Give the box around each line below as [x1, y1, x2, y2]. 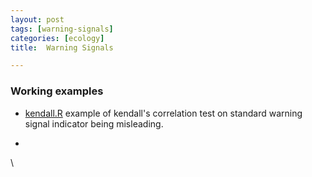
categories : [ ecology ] [10, 33, 105, 43]
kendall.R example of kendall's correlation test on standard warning [24, 107, 303, 119]
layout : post [10, 14, 65, 25]
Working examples [10, 84, 104, 98]
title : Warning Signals [10, 42, 114, 53]
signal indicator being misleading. [24, 117, 164, 130]
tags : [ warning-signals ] [10, 24, 114, 34]
